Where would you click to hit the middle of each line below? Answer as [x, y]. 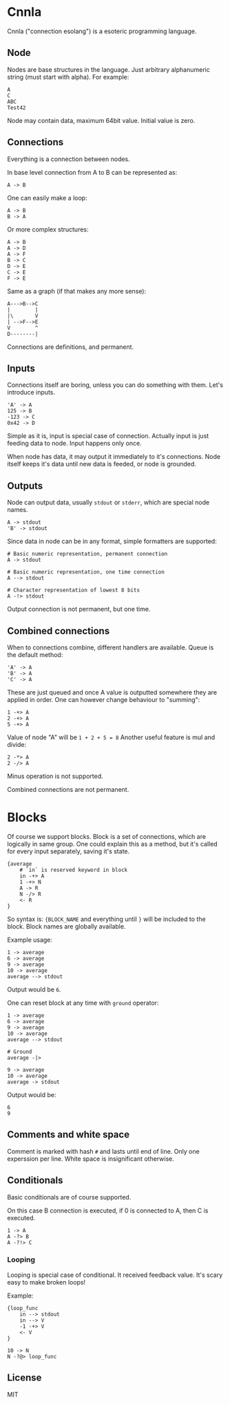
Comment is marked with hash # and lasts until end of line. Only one [103, 1151]
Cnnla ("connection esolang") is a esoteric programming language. [102, 31]
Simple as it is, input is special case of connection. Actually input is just [108, 436]
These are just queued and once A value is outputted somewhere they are [112, 692]
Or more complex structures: [48, 229]
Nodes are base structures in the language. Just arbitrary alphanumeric [108, 69]
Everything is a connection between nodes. [69, 159]
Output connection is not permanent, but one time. [79, 609]
